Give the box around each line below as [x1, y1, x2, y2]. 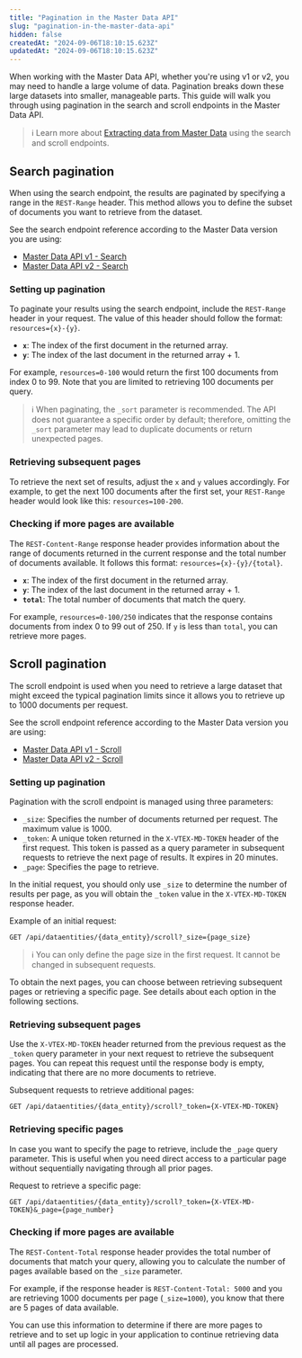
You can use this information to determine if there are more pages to [9, 1319, 263, 1330]
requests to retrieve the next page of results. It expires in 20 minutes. [22, 852, 279, 862]
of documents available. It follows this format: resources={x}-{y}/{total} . [9, 557, 283, 567]
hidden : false [9, 30, 63, 39]
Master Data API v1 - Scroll [22, 744, 122, 755]
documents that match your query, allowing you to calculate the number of [9, 1255, 286, 1266]
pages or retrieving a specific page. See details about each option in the [9, 986, 277, 996]
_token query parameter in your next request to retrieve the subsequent [9, 1049, 274, 1059]
